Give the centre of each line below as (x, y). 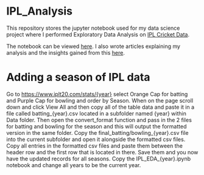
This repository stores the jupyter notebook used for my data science (93, 28)
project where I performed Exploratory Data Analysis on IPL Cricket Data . (98, 34)
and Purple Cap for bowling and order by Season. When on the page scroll (100, 100)
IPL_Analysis (40, 11)
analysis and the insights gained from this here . (65, 52)
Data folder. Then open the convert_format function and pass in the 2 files (99, 120)
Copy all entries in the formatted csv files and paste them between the (94, 146)
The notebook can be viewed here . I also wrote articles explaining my (93, 46)
